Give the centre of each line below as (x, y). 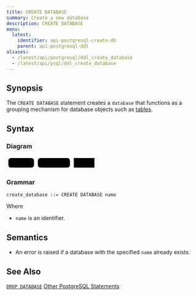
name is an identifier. (40, 218)
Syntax (20, 128)
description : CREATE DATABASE (45, 23)
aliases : (17, 52)
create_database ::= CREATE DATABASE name (61, 195)
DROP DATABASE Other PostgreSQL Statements (63, 286)
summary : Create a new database (47, 18)
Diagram (19, 146)
